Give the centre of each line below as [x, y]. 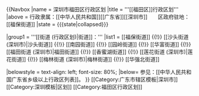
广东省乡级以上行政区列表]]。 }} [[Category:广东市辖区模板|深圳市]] [95, 79]
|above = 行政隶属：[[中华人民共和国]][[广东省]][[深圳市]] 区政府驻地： [98, 17]
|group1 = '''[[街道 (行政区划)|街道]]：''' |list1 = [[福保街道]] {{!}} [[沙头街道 [97, 37]
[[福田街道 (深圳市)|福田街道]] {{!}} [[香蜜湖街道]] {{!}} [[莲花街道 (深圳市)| [97, 52]
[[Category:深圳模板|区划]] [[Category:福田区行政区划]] [74, 87]
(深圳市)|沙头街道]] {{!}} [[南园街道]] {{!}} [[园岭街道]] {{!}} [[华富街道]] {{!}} [99, 44]
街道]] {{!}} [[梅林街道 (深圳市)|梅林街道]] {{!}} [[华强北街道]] [85, 59]
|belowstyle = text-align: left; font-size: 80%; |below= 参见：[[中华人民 [94, 72]
